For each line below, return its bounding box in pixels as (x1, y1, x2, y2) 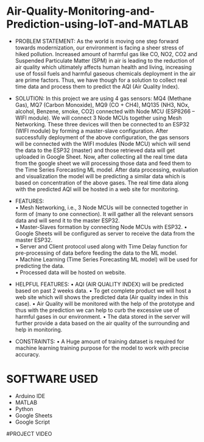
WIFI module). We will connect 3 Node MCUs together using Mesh (15, 114, 182, 121)
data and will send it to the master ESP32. (15, 217, 120, 224)
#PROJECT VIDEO (6, 430, 52, 437)
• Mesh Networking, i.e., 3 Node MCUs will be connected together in (15, 203, 188, 211)
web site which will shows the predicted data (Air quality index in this (15, 293, 189, 300)
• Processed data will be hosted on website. (15, 269, 126, 276)
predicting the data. (15, 262, 65, 269)
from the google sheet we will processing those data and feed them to (15, 159, 192, 167)
